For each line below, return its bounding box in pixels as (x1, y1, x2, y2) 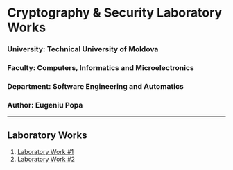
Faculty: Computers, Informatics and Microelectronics (7, 63, 194, 73)
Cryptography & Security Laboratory (7, 5, 223, 21)
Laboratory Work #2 (17, 155, 75, 164)
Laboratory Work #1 (17, 148, 74, 156)
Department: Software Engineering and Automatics (7, 81, 184, 91)
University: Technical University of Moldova (7, 44, 159, 54)
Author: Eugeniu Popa (7, 100, 83, 110)
